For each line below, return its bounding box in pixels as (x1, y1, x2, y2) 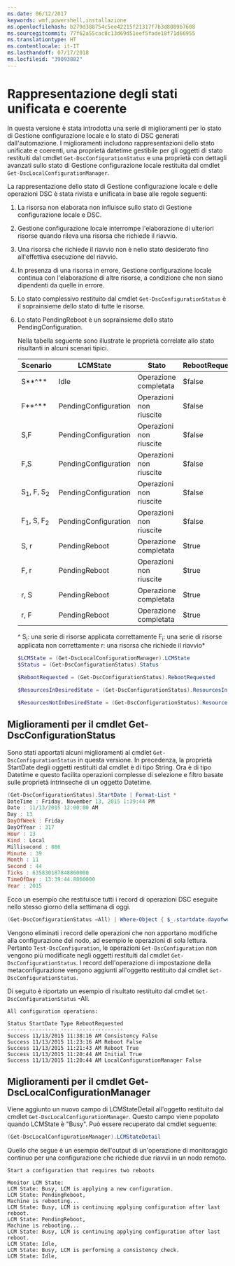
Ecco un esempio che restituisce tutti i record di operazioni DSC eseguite (7, 895, 218, 903)
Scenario (20, 360, 52, 370)
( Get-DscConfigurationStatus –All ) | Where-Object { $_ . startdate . (7, 916, 208, 923)
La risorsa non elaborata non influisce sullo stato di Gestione (17, 203, 192, 211)
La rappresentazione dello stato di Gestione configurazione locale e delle (7, 182, 218, 190)
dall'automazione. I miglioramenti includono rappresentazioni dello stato (7, 138, 215, 147)
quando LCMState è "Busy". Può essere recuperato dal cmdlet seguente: (7, 1120, 218, 1128)
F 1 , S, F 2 (20, 515, 50, 527)
